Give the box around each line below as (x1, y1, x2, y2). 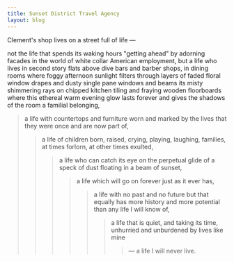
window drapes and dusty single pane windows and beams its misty (7, 78, 203, 87)
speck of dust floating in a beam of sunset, (58, 163, 182, 171)
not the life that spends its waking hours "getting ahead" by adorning (7, 49, 205, 58)
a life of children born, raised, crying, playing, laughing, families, (41, 135, 226, 143)
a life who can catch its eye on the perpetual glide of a (58, 155, 215, 164)
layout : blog (7, 17, 45, 24)
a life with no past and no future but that (93, 190, 209, 199)
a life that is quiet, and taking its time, (111, 218, 218, 226)
